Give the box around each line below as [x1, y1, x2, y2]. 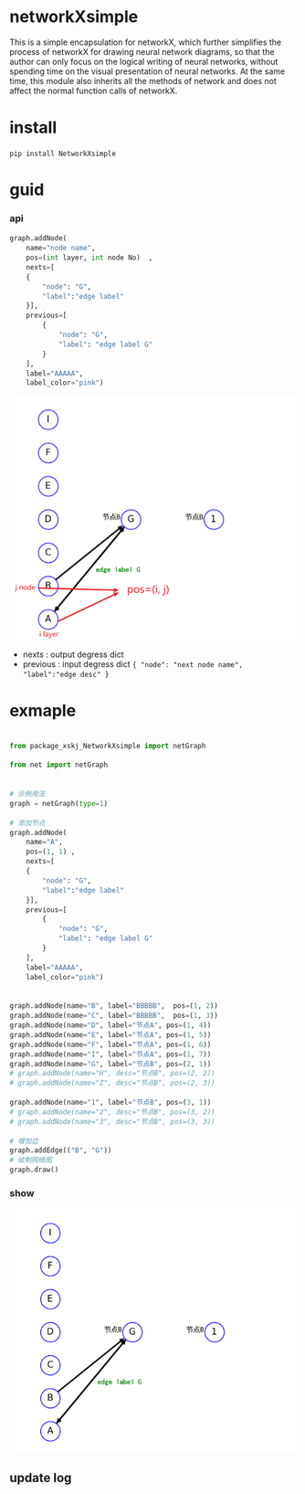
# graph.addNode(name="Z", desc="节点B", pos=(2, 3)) [9, 1078, 216, 1088]
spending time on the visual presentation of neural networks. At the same [9, 66, 286, 77]
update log [9, 1469, 72, 1486]
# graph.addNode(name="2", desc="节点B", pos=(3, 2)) [9, 1107, 216, 1117]
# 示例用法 [9, 789, 46, 799]
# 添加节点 [9, 818, 46, 828]
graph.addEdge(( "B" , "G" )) [9, 1146, 112, 1155]
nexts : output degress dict [22, 649, 124, 660]
